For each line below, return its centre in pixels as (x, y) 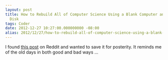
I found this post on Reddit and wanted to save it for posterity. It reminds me (83, 47)
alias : (12, 33)
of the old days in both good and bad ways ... (52, 52)
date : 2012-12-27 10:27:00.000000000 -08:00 (52, 28)
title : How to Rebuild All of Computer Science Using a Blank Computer (81, 14)
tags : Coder (17, 24)
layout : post (19, 10)
